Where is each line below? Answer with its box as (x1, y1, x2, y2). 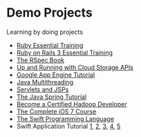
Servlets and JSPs (16, 85, 69, 93)
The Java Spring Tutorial (16, 92, 87, 101)
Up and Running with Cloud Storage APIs (16, 63, 134, 71)
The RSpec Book (16, 55, 65, 64)
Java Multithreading (16, 77, 74, 86)
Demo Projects (6, 5, 93, 21)
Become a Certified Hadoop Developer (16, 100, 127, 108)
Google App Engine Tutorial (16, 71, 95, 79)
